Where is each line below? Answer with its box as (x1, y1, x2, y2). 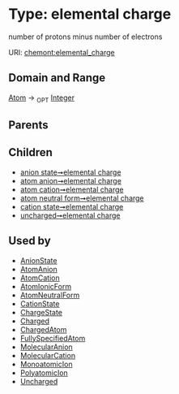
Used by (8, 234, 51, 248)
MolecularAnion (19, 342, 73, 352)
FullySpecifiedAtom (19, 333, 86, 343)
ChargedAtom (19, 324, 67, 334)
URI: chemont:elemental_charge (8, 47, 115, 57)
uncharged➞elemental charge (19, 210, 121, 220)
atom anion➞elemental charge (19, 175, 121, 185)
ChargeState (19, 307, 63, 317)
